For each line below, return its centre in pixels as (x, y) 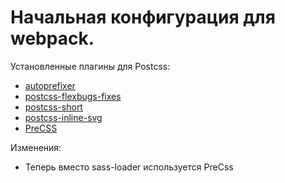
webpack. (52, 38)
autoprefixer (50, 85)
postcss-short (53, 107)
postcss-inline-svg (63, 117)
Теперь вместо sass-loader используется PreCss (129, 167)
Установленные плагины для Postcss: (90, 66)
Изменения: (36, 147)
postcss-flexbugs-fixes (73, 96)
